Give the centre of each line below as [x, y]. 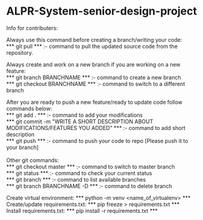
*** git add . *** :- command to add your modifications [75, 115]
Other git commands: [33, 160]
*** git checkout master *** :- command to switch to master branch [91, 167]
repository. [20, 52]
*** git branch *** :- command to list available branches [76, 179]
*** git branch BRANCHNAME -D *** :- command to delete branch [89, 186]
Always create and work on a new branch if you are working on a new [93, 64]
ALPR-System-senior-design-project [101, 11]
